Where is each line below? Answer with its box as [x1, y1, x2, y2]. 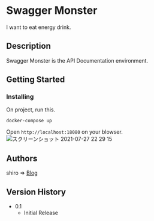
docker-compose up [6, 118, 52, 124]
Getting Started [6, 75, 65, 85]
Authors [6, 153, 38, 163]
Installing [6, 93, 34, 101]
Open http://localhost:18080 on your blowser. [6, 128, 123, 135]
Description [6, 41, 51, 51]
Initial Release [23, 209, 59, 217]
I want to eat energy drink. [6, 23, 71, 31]
